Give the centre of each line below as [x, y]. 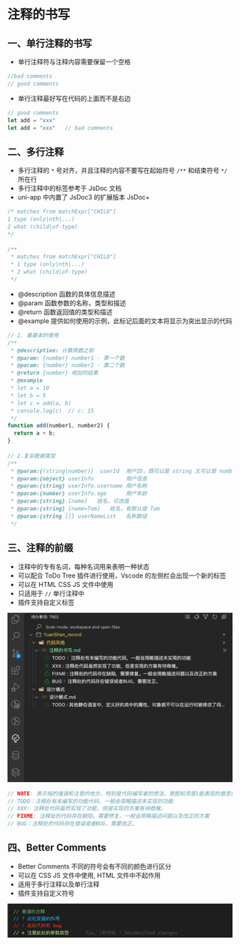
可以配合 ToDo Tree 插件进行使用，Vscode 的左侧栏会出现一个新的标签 [122, 575]
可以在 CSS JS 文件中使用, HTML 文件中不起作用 [89, 875]
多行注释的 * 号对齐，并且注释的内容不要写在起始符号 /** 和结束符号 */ [122, 170]
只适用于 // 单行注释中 [51, 593]
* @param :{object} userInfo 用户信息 [79, 479]
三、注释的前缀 [40, 548]
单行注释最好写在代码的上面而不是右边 [74, 98]
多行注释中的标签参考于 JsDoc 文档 [70, 188]
